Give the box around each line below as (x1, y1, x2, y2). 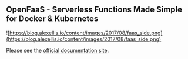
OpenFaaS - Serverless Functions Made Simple (6, 5, 183, 15)
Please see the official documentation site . (6, 47, 109, 54)
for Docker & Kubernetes (6, 14, 99, 24)
